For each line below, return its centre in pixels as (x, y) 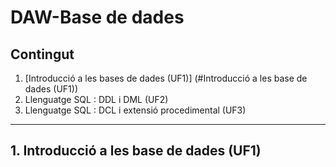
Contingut (42, 54)
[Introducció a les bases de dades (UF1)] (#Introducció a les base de (166, 78)
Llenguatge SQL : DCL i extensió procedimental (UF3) (135, 110)
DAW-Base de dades (97, 17)
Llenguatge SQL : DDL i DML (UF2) (96, 99)
